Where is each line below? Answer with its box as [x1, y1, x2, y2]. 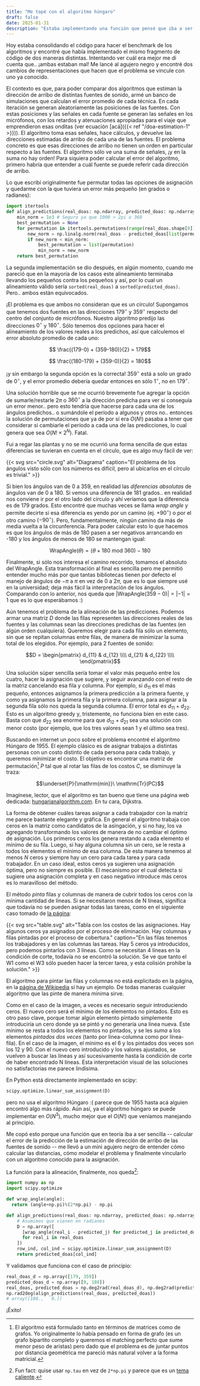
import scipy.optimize [6, 1186, 62, 1191]
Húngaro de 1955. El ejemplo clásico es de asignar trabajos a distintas [6, 742, 177, 749]
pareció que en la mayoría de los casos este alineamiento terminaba [6, 270, 173, 277]
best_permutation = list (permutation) [37, 242, 135, 248]
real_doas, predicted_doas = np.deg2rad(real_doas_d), [6, 1285, 145, 1291]
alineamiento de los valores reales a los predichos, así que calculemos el [6, 328, 185, 335]
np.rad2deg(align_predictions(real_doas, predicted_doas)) [6, 1290, 156, 1297]
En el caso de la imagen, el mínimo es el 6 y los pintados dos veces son [18, 1039, 194, 1047]
